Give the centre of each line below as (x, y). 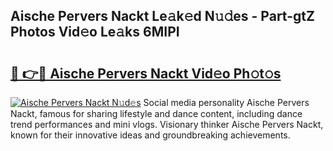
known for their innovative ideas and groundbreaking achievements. (150, 135)
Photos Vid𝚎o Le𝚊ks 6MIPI (95, 32)
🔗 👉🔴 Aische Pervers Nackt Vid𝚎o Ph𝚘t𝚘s (146, 73)
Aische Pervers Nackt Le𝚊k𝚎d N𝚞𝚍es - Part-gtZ (162, 16)
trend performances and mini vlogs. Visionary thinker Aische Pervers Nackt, (167, 124)
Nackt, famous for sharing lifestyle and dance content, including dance (156, 113)
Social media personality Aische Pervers (226, 102)
